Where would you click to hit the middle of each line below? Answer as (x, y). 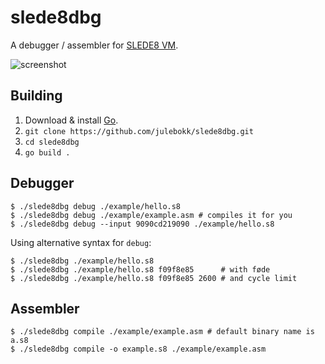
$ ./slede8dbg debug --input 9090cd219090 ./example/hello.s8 (142, 224)
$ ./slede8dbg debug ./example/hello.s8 (96, 206)
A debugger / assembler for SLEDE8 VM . (94, 45)
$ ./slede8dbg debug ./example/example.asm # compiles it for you (151, 215)
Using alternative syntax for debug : (81, 242)
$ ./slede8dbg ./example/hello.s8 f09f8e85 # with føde (140, 269)
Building (36, 96)
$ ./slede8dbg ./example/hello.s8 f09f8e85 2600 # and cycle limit (154, 278)
